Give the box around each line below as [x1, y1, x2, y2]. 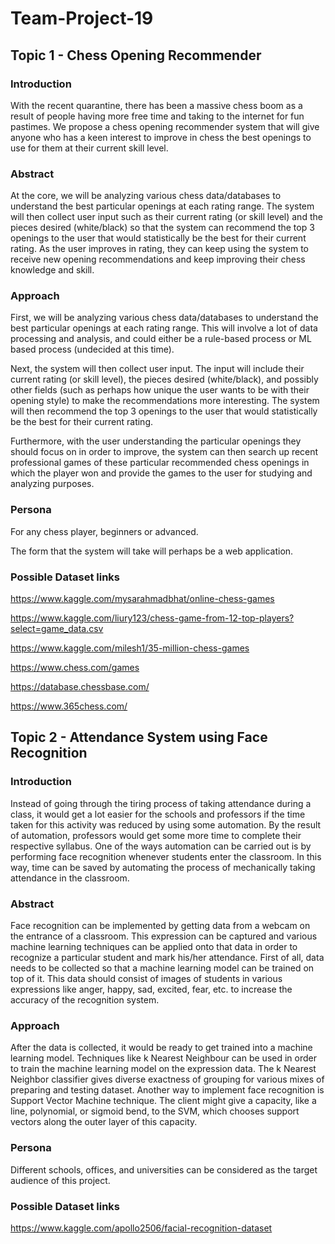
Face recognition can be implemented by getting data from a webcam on [10, 920, 311, 932]
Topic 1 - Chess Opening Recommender [10, 47, 262, 64]
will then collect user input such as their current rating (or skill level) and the [10, 211, 323, 223]
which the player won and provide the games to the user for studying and [10, 467, 313, 479]
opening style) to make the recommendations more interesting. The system [10, 395, 320, 407]
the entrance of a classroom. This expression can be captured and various [10, 930, 318, 942]
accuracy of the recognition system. [10, 994, 160, 1006]
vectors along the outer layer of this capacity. [10, 1116, 198, 1128]
